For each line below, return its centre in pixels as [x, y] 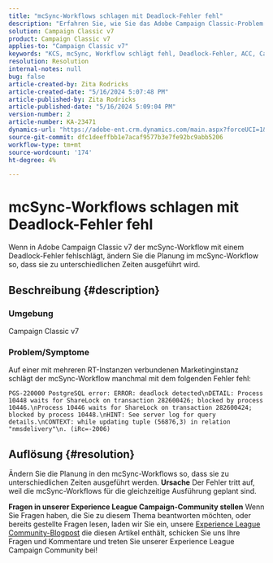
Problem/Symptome [49, 352]
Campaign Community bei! [53, 550]
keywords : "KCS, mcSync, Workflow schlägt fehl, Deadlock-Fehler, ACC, [132, 54]
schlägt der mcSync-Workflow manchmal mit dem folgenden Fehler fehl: [130, 379]
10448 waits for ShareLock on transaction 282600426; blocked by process [136, 401]
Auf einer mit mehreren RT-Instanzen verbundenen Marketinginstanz [123, 370]
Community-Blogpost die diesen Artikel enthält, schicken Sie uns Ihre [124, 532]
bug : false [27, 77]
